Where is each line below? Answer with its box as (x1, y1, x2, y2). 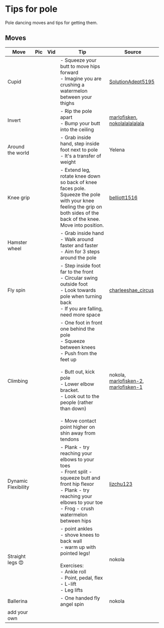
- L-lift (60, 580, 77, 587)
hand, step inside (60, 140, 100, 147)
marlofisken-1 (109, 384, 143, 391)
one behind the (60, 325, 95, 332)
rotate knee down (60, 173, 101, 180)
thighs (60, 100, 75, 106)
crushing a (60, 81, 84, 88)
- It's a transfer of (60, 152, 102, 159)
